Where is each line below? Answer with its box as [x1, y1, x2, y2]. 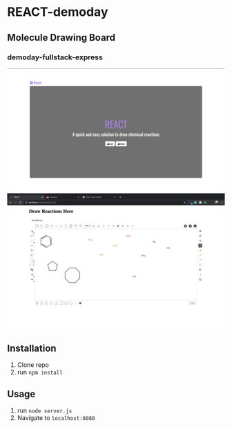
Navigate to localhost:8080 [17, 413, 95, 421]
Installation [7, 342, 57, 354]
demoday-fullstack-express [7, 52, 104, 62]
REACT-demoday [7, 4, 108, 20]
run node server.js [17, 406, 72, 415]
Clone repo [17, 361, 50, 369]
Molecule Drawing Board [7, 32, 116, 43]
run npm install [17, 368, 64, 377]
